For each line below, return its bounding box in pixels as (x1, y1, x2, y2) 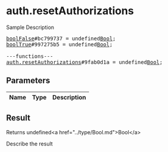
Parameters (6, 76, 50, 86)
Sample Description (6, 24, 55, 31)
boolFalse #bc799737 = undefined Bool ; (6, 35, 116, 42)
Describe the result (6, 140, 53, 147)
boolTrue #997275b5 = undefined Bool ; (6, 41, 113, 48)
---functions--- (6, 53, 53, 60)
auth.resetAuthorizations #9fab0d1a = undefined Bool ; (6, 59, 163, 66)
